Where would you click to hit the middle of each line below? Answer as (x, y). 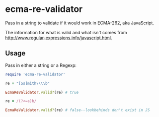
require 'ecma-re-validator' (35, 74)
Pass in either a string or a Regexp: (41, 65)
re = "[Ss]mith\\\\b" (28, 83)
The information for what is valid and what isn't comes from (66, 32)
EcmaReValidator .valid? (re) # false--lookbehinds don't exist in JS (78, 110)
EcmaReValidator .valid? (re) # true (42, 92)
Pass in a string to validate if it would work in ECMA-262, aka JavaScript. (79, 23)
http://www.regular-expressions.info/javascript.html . (59, 38)
